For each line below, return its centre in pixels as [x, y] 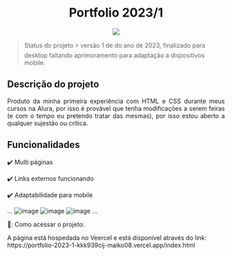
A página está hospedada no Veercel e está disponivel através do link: [107, 237]
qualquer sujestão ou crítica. [48, 123]
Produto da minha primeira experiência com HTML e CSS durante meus [116, 101]
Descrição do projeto [53, 84]
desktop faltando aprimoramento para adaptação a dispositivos [114, 55]
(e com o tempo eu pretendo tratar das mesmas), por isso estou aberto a [116, 116]
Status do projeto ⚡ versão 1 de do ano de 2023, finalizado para [115, 45]
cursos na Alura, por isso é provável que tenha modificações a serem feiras [116, 108]
